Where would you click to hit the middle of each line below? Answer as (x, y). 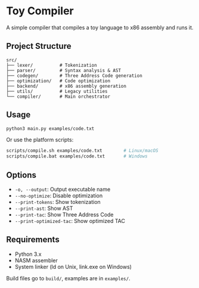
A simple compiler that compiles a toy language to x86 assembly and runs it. (100, 27)
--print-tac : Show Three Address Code (64, 215)
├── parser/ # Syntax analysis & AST (63, 70)
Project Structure (39, 46)
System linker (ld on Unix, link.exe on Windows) (73, 267)
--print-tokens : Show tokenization (58, 202)
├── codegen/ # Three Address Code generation (74, 76)
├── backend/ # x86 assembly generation (66, 86)
